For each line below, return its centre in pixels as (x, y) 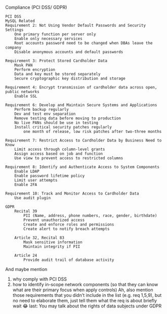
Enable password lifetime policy (50, 176)
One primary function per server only (55, 34)
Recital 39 (26, 211)
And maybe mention (26, 269)
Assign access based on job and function (58, 154)
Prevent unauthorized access (54, 220)
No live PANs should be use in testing (56, 123)
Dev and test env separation (45, 114)
